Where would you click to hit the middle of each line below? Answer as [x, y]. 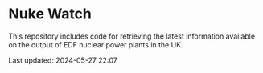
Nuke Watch [50, 14]
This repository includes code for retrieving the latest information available [132, 36]
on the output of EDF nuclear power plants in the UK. [96, 44]
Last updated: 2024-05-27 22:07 [63, 60]
